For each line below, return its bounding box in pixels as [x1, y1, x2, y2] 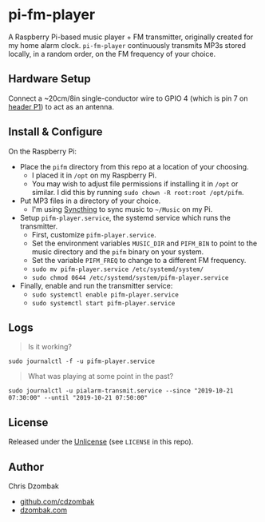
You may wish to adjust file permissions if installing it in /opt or [31, 178, 239, 189]
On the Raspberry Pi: [8, 146, 77, 156]
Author [8, 460, 44, 473]
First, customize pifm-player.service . [31, 229, 157, 239]
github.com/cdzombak [19, 497, 95, 506]
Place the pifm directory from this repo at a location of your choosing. [19, 161, 249, 171]
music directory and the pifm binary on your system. [31, 246, 204, 257]
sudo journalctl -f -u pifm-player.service [8, 357, 156, 365]
